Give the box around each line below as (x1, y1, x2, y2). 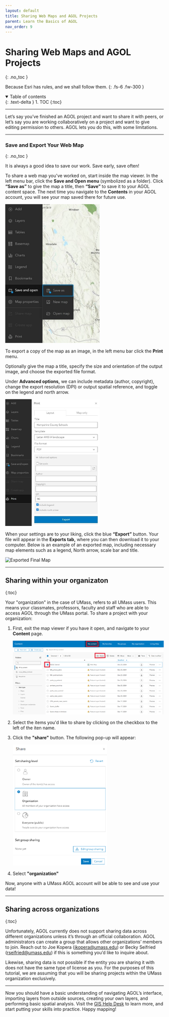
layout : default (5, 8, 39, 13)
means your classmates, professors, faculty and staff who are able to (5, 605, 149, 611)
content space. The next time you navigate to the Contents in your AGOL (5, 189, 157, 195)
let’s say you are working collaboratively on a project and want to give (5, 119, 150, 125)
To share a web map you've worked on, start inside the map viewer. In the (5, 172, 158, 179)
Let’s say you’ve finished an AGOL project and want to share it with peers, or (5, 114, 164, 120)
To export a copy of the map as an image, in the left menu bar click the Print (5, 348, 163, 354)
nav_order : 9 (5, 24, 33, 29)
